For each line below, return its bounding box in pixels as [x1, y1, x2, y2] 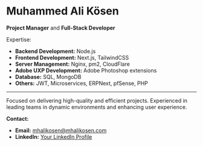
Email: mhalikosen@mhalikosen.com [14, 127, 107, 134]
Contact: [6, 115, 29, 122]
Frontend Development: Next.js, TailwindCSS [14, 54, 129, 61]
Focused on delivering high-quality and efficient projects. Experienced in [6, 97, 188, 104]
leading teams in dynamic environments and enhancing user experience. [6, 103, 187, 110]
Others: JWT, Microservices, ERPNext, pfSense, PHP [14, 80, 148, 87]
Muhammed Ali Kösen [6, 4, 119, 18]
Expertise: [6, 36, 31, 43]
